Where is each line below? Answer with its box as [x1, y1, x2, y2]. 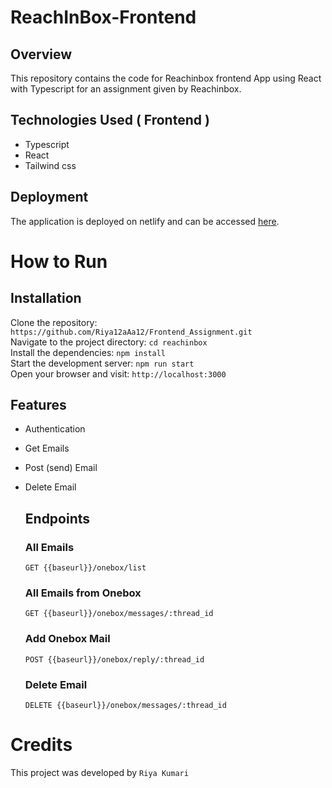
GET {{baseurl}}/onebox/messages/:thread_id [24, 609, 214, 619]
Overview [10, 46, 73, 63]
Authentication [24, 423, 86, 435]
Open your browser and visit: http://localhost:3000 [10, 367, 227, 380]
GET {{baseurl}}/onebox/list [24, 563, 147, 573]
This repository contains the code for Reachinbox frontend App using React [10, 72, 322, 84]
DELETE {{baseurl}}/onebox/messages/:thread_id [24, 701, 227, 711]
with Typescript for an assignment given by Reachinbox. [10, 83, 242, 95]
